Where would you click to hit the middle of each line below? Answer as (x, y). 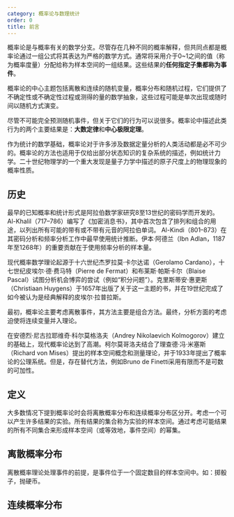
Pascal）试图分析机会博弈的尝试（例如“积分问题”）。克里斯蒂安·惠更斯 (107, 280)
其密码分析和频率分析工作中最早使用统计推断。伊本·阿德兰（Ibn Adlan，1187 (116, 239)
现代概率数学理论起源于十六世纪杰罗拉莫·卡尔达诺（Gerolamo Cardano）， (113, 262)
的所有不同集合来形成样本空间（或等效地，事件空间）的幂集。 (96, 430)
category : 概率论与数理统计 (44, 14)
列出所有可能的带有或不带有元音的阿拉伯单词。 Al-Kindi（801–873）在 (126, 230)
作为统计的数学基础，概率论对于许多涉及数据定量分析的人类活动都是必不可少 (117, 144)
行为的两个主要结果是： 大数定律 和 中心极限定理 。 (77, 129)
